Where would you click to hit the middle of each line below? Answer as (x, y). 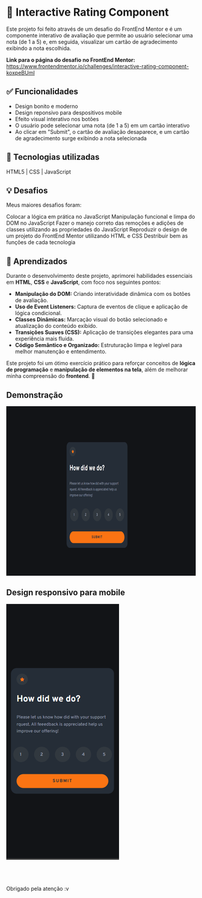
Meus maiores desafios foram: (44, 205)
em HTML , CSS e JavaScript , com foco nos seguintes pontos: (84, 282)
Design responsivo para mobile (66, 593)
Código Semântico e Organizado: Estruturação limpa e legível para (98, 345)
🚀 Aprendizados (37, 261)
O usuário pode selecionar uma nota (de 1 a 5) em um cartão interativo (102, 125)
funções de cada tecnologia (41, 242)
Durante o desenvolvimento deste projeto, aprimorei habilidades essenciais (99, 276)
